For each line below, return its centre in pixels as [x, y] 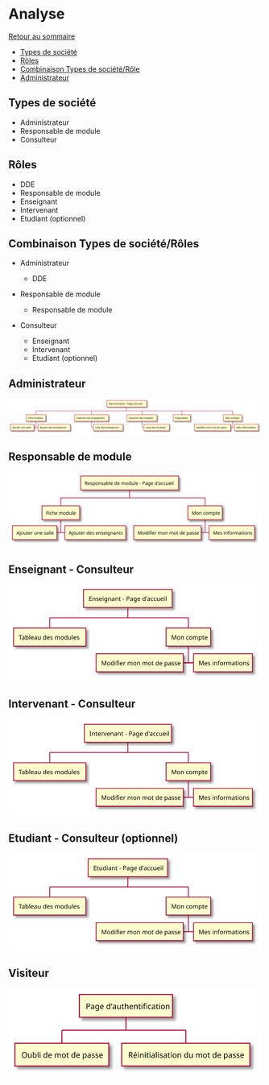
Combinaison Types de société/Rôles [104, 244]
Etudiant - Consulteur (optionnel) [93, 839]
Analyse [37, 14]
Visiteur [29, 973]
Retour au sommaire [42, 36]
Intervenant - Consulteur [72, 704]
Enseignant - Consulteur [71, 569]
